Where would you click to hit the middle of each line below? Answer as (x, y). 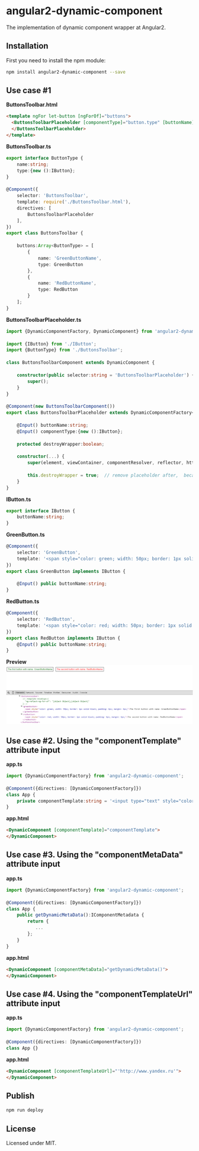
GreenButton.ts (26, 535)
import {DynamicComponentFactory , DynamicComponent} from (79, 331)
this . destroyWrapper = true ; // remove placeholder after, (103, 475)
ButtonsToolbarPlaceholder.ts (44, 319)
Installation (27, 46)
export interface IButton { (41, 511)
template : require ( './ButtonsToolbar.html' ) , (74, 202)
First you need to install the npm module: (56, 60)
